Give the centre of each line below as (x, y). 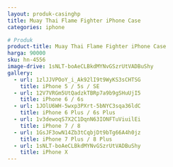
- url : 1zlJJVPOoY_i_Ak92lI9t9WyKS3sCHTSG (77, 80)
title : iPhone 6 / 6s (52, 99)
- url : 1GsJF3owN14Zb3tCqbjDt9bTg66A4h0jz (77, 132)
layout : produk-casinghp (44, 14)
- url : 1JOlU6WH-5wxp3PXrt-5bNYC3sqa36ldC (77, 106)
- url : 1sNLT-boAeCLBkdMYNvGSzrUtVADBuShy (77, 146)
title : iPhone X (44, 152)
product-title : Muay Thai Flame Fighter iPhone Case (87, 47)
